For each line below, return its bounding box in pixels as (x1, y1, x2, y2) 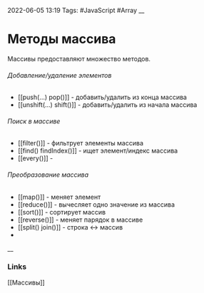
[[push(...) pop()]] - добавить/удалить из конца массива (17, 93, 188, 102)
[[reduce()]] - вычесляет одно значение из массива (17, 200, 175, 209)
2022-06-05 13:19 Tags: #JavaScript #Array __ (7, 6, 145, 14)
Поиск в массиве (7, 117, 61, 125)
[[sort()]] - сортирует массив (17, 207, 106, 216)
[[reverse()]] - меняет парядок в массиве (17, 215, 143, 224)
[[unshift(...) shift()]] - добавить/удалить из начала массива (17, 101, 198, 109)
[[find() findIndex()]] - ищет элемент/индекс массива (17, 146, 178, 155)
